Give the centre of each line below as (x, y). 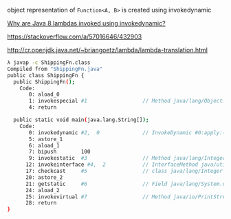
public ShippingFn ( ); (44, 82)
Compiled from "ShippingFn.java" (55, 69)
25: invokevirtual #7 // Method (98, 197)
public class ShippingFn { (46, 75)
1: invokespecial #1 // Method (99, 101)
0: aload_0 (44, 95)
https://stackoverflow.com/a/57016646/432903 (75, 36)
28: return (41, 203)
